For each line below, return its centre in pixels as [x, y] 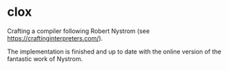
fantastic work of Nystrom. [45, 58]
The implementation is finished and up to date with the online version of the [114, 51]
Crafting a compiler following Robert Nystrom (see [79, 31]
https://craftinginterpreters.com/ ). [55, 38]
